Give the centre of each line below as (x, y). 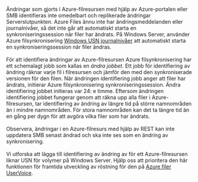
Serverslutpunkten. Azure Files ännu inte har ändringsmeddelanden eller (95, 22)
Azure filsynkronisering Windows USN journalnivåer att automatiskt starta (96, 41)
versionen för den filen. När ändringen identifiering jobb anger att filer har (96, 78)
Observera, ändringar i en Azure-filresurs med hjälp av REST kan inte (90, 129)
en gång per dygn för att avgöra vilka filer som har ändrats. (78, 116)
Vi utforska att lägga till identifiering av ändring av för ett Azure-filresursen (97, 154)
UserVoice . (20, 173)
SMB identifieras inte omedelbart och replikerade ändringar (79, 15)
